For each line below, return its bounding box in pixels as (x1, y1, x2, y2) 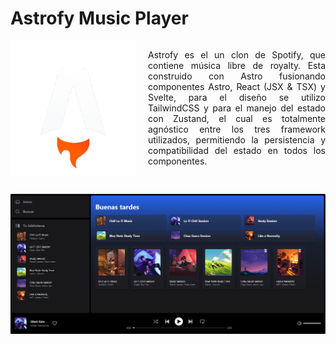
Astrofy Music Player (10, 7, 189, 30)
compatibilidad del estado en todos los (148, 144, 326, 156)
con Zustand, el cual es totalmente (148, 112, 326, 124)
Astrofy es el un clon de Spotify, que (148, 48, 326, 61)
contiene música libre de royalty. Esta (148, 59, 326, 71)
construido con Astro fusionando (148, 70, 326, 82)
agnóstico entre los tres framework (148, 123, 326, 135)
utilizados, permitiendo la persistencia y (148, 133, 326, 146)
